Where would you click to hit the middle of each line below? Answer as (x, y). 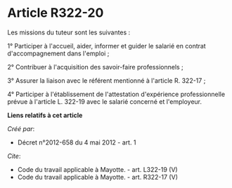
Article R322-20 (56, 13)
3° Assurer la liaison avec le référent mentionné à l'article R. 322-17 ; (107, 80)
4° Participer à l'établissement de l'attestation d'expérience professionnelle (116, 94)
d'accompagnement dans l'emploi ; (58, 53)
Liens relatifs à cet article (45, 115)
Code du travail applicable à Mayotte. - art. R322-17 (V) (97, 177)
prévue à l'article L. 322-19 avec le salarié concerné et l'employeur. (105, 101)
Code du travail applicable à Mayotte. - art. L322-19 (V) (97, 169)
